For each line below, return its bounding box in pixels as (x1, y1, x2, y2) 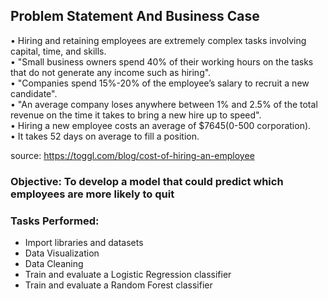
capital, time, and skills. (10, 45, 107, 57)
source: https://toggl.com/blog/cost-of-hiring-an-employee (10, 149, 255, 161)
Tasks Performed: (10, 214, 100, 228)
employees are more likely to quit (10, 187, 175, 201)
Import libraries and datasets (24, 237, 144, 249)
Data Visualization (24, 247, 100, 259)
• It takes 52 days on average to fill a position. (10, 130, 200, 142)
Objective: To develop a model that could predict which (10, 174, 284, 188)
